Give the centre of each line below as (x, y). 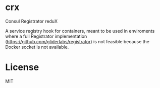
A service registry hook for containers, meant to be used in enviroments (80, 31)
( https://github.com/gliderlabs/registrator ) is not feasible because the (77, 41)
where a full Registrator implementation (46, 36)
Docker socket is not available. (37, 47)
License (22, 67)
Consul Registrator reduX (32, 21)
